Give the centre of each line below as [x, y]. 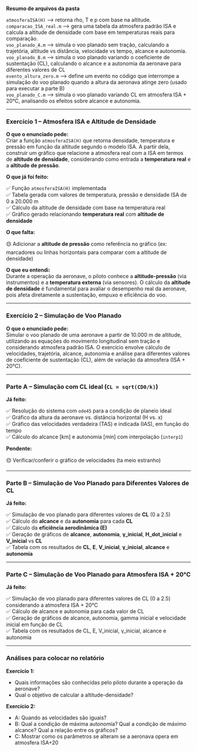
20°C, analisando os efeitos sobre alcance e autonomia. [74, 101]
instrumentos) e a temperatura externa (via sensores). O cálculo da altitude [98, 283]
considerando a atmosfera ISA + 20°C [52, 605]
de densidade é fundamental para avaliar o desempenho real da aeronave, [96, 289]
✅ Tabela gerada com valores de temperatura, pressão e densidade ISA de [96, 195]
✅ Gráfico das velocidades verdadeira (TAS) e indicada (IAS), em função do [98, 424]
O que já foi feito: [27, 177]
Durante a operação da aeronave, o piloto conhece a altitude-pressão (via [96, 276]
